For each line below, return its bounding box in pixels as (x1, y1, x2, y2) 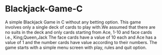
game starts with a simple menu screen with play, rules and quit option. (5, 44, 147, 50)
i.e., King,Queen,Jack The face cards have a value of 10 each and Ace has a (5, 34, 157, 40)
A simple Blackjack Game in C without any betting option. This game (5, 19, 141, 25)
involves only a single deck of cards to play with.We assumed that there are (5, 24, 156, 30)
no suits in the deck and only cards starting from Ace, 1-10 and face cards (5, 29, 152, 35)
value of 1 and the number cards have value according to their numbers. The (5, 39, 158, 45)
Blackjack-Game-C (5, 3, 83, 14)
